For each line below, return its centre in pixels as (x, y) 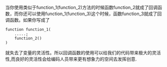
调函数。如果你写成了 (27, 20)
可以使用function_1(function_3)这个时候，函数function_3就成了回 (94, 14)
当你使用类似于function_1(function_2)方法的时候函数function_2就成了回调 (81, 7)
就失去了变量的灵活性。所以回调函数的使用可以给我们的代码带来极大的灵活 (83, 53)
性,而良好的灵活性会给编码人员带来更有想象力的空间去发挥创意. (71, 59)
